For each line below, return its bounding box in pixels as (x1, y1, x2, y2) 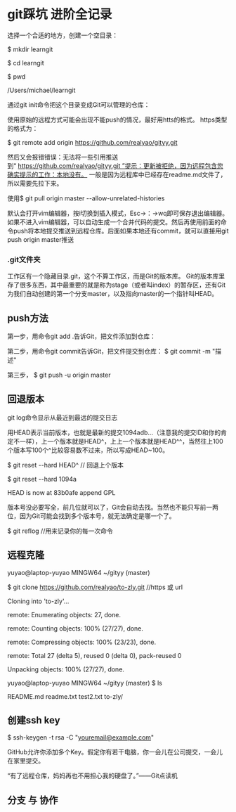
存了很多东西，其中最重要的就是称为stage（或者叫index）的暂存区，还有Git (7, 281, 226, 289)
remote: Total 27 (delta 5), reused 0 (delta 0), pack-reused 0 (7, 651, 182, 659)
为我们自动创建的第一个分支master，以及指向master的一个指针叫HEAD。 (7, 290, 218, 298)
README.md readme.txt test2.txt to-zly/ (7, 692, 124, 700)
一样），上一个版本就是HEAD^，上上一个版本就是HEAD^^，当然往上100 (19, 437, 223, 445)
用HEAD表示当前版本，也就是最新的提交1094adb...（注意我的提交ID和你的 (7, 428, 221, 437)
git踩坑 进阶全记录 (7, 6, 112, 22)
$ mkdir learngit (7, 45, 53, 53)
